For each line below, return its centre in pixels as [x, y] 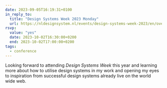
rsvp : [11, 28]
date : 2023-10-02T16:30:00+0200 [43, 38]
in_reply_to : [19, 14]
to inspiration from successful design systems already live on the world [78, 76]
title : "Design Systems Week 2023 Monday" [54, 19]
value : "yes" [23, 33]
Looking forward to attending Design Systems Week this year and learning [81, 65]
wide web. [16, 81]
